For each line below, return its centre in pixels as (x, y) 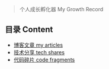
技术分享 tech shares (39, 52)
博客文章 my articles (38, 45)
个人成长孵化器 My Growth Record (61, 9)
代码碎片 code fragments (44, 60)
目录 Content (29, 30)
